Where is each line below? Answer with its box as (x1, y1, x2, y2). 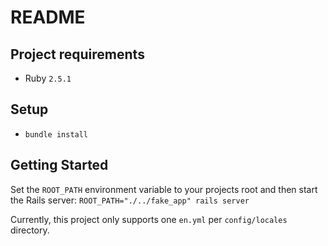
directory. (10, 224, 50, 236)
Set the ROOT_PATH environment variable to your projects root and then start (10, 183, 318, 195)
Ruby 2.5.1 (24, 72, 72, 84)
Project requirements (10, 46, 145, 63)
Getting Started (10, 157, 109, 174)
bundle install (24, 129, 89, 140)
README (10, 6, 86, 29)
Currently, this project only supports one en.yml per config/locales (10, 213, 288, 225)
